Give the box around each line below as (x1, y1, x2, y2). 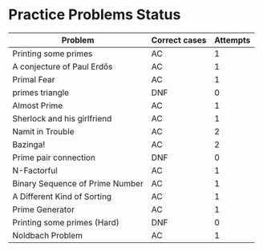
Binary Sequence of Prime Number (12, 177, 144, 189)
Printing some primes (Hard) (12, 217, 119, 228)
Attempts (213, 34, 251, 46)
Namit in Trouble (12, 125, 75, 137)
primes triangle (12, 86, 70, 98)
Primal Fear (12, 74, 55, 85)
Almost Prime (12, 100, 63, 111)
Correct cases (151, 34, 207, 46)
